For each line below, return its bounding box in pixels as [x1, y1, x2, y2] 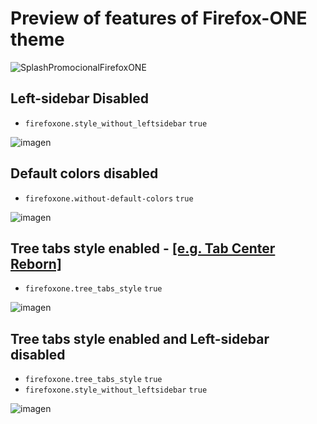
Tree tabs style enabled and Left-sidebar [10, 330, 270, 347]
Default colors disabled [10, 165, 159, 182]
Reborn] [10, 255, 62, 272]
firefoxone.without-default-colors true [24, 193, 194, 204]
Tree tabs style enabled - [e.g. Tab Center [10, 240, 276, 257]
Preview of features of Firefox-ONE [10, 7, 308, 30]
